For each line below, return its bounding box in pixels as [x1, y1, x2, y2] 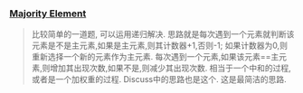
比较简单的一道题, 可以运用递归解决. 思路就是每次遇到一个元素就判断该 [31, 29, 295, 40]
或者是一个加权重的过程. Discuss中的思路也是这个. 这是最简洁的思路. [31, 74, 287, 85]
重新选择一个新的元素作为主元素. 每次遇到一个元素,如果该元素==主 [31, 51, 279, 62]
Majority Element [9, 7, 87, 20]
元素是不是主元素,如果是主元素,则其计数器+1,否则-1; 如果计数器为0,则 [31, 40, 288, 51]
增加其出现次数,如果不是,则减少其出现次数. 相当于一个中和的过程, [49, 62, 291, 74]
